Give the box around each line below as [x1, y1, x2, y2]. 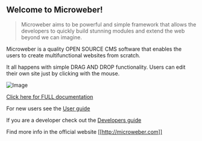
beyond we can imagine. [21, 33, 83, 41]
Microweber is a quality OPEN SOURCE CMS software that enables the [6, 45, 182, 52]
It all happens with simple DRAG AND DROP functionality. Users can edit [6, 63, 186, 70]
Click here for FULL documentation [6, 93, 93, 100]
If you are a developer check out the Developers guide [6, 116, 142, 124]
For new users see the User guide [6, 105, 90, 112]
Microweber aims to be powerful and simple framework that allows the [21, 20, 197, 28]
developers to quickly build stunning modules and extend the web [21, 27, 185, 34]
